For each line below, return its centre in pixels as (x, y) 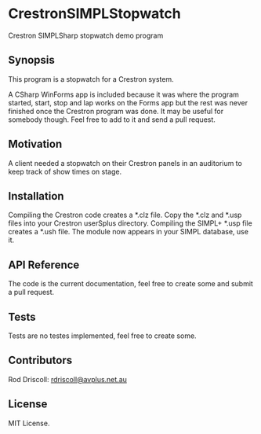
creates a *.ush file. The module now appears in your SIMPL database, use (129, 232)
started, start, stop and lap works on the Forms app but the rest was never (128, 102)
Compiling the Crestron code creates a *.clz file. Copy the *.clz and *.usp (125, 215)
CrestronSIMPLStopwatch (95, 14)
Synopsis (31, 60)
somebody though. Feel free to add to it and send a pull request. (112, 120)
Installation (36, 196)
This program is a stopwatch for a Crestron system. (91, 79)
